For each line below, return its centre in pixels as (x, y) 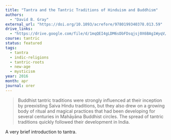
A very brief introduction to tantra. (41, 132)
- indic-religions (30, 57)
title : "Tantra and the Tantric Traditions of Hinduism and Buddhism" (82, 10)
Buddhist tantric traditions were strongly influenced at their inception (90, 100)
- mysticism (23, 72)
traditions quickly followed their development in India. (74, 122)
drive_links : (19, 29)
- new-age (20, 67)
